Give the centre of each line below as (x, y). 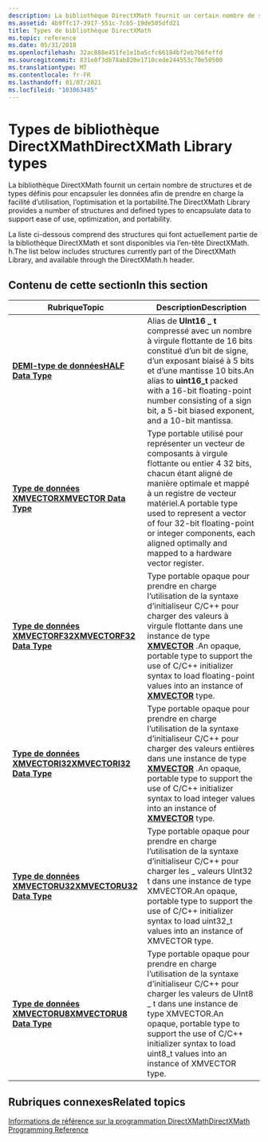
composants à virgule (187, 454)
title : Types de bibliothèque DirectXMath (80, 30)
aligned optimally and (187, 543)
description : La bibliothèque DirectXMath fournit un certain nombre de (132, 16)
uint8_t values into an (187, 1053)
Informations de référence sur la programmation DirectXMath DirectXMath (129, 1120)
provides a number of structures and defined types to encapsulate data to (130, 211)
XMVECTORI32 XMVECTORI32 (71, 764)
